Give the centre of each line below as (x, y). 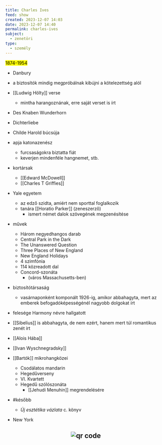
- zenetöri (21, 39)
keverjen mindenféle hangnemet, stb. (60, 158)
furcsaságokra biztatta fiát (48, 152)
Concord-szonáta (39, 272)
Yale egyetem (27, 193)
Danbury (22, 73)
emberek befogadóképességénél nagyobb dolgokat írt (78, 303)
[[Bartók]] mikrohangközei (40, 358)
